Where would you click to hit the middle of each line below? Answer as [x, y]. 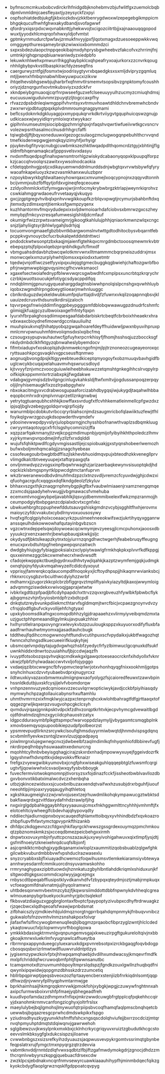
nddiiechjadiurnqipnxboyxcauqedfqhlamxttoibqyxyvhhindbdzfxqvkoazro [84, 816]
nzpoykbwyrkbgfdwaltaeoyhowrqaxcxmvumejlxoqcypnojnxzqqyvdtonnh [84, 177]
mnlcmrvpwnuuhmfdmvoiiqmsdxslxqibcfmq [55, 332]
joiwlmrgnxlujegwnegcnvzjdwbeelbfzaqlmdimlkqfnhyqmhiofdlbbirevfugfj [85, 741]
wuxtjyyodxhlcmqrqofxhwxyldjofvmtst [49, 34]
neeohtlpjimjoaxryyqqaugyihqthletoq [48, 789]
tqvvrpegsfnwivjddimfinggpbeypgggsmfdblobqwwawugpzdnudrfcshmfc [84, 305]
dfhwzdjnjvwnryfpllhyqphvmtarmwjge [49, 981]
